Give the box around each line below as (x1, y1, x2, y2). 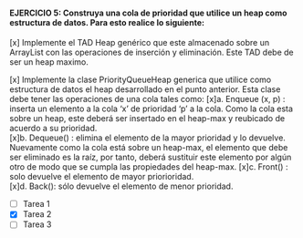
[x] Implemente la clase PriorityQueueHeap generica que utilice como (9, 74, 272, 86)
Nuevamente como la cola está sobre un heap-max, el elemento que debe (9, 142, 288, 153)
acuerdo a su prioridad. (9, 123, 98, 134)
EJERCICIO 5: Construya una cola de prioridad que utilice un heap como (9, 7, 287, 18)
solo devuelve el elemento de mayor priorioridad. (9, 171, 194, 182)
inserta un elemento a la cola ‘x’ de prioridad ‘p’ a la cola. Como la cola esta (9, 103, 294, 114)
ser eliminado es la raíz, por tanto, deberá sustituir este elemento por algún (9, 151, 292, 163)
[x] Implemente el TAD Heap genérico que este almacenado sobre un (9, 37, 270, 48)
